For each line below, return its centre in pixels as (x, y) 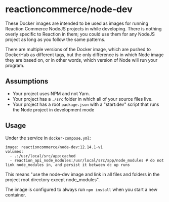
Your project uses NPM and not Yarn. (51, 93)
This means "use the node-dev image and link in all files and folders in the (82, 174)
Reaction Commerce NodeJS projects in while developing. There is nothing (83, 28)
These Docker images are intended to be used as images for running (77, 23)
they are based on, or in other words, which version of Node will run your (81, 60)
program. (15, 65)
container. (16, 195)
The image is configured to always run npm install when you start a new (81, 189)
